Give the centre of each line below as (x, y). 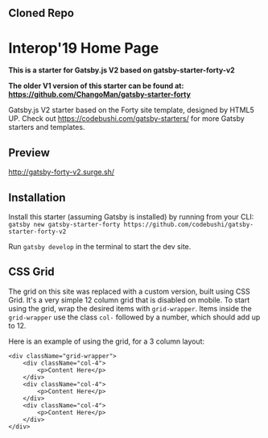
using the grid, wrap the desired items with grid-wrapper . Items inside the (130, 308)
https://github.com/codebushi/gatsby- (188, 224)
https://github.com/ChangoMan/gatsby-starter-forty (100, 94)
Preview (29, 152)
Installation (37, 197)
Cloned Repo (41, 13)
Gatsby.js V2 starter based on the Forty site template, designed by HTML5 (132, 110)
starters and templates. (47, 127)
